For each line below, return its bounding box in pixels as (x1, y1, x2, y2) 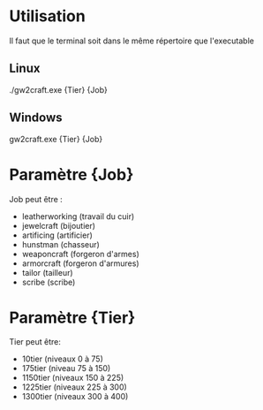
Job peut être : (9, 194, 64, 204)
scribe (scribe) (21, 277, 76, 287)
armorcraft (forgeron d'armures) (21, 258, 139, 269)
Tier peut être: (9, 337, 62, 347)
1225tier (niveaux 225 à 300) (21, 382, 128, 392)
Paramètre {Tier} (9, 307, 136, 328)
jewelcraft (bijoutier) (21, 220, 95, 231)
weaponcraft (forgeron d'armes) (21, 248, 139, 259)
